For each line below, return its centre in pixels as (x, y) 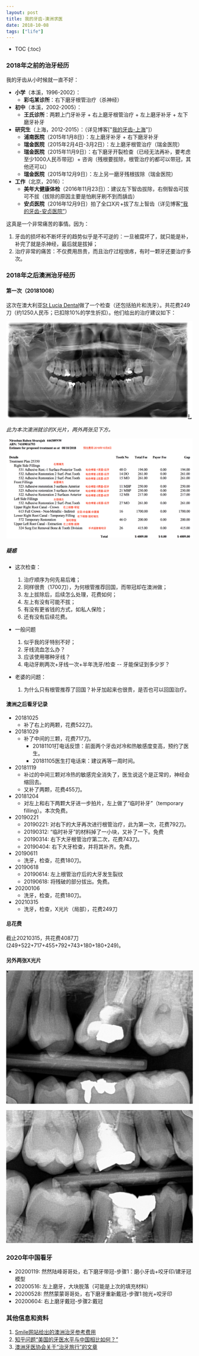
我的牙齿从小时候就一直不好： (42, 80)
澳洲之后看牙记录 (27, 704)
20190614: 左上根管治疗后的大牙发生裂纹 (73, 874)
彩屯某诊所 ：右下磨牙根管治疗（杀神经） (73, 100)
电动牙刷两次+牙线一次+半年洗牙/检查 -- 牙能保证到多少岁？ (97, 664)
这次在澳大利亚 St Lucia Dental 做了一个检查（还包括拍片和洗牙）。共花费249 (98, 305)
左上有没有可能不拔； (49, 602)
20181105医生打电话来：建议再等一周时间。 (85, 761)
